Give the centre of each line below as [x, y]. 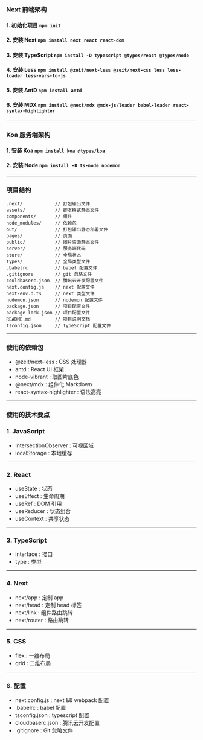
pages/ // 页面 [39, 236]
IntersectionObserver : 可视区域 [54, 445]
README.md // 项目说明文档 [48, 319]
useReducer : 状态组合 [43, 511]
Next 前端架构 [27, 9]
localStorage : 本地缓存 [43, 453]
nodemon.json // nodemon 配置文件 [55, 300]
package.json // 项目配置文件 [48, 307]
